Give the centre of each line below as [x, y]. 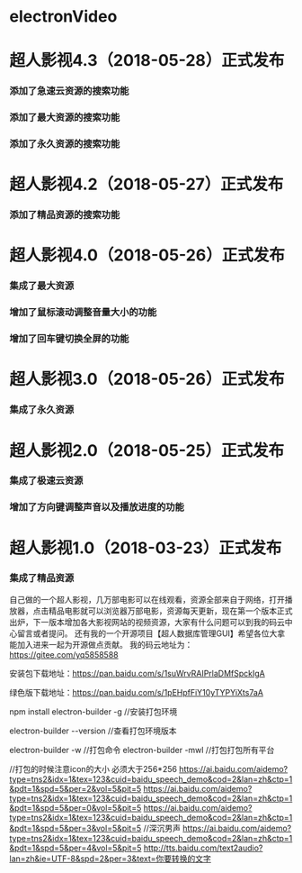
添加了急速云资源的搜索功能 [69, 91]
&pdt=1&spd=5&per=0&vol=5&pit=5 [75, 807]
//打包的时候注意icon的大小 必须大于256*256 [93, 768]
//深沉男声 [162, 828]
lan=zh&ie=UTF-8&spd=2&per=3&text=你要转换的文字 [110, 859]
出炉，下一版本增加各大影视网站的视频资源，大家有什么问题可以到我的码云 [147, 622]
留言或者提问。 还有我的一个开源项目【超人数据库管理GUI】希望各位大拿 [151, 633]
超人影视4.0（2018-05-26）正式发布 [147, 255]
